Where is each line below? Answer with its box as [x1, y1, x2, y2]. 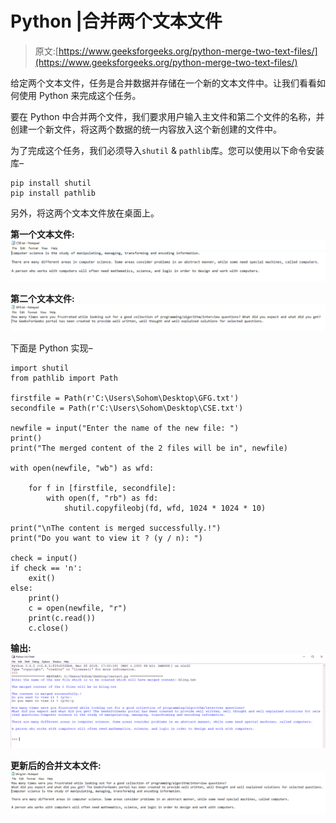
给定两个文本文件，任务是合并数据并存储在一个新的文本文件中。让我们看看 [10, 77, 317, 89]
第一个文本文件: [10, 228, 75, 240]
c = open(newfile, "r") [28, 603, 128, 614]
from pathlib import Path [10, 373, 118, 384]
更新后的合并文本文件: [10, 759, 102, 771]
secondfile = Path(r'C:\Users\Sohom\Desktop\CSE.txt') [10, 403, 244, 414]
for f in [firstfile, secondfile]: [28, 483, 177, 494]
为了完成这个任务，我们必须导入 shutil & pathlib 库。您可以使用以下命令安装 [10, 144, 325, 156]
